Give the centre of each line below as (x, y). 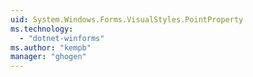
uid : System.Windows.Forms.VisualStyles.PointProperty (127, 19)
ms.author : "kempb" (51, 47)
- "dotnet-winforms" (62, 38)
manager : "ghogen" (48, 57)
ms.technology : (42, 29)
